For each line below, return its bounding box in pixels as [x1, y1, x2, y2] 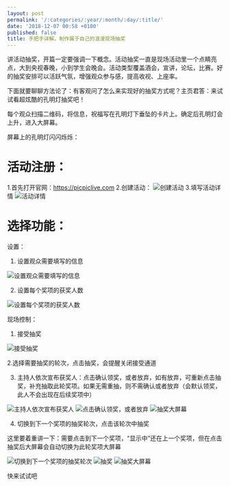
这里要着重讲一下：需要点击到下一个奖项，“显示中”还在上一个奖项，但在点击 [7, 434, 222, 442]
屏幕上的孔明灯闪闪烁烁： [7, 133, 79, 141]
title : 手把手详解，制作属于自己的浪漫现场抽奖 [7, 36, 126, 42]
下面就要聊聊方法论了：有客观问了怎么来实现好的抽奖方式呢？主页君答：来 [7, 87, 217, 95]
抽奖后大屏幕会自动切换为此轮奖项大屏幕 [7, 443, 121, 450]
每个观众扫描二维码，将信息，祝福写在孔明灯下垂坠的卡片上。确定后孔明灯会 [7, 110, 223, 118]
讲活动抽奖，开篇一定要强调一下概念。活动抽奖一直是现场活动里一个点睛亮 [7, 55, 217, 64]
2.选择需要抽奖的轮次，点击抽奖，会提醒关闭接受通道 [7, 359, 157, 367]
